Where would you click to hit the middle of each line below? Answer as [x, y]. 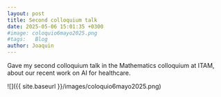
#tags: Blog [28, 39]
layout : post [26, 14]
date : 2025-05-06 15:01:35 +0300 [55, 26]
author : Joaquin [30, 46]
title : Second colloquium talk [52, 20]
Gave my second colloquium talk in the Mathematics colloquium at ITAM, [111, 65]
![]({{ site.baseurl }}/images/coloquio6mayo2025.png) [84, 86]
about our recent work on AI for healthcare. [69, 73]
